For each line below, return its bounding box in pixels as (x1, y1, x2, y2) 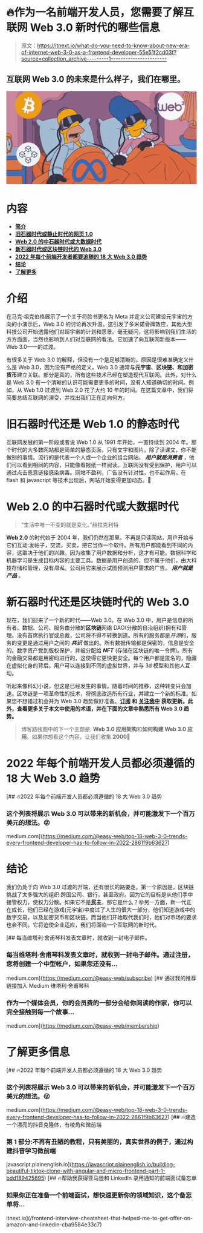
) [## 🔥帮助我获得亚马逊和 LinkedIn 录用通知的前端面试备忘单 (44, 1174, 197, 1182)
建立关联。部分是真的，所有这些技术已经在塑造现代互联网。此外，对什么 (17, 371, 197, 378)
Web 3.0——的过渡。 (6, 343, 59, 351)
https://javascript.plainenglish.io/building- (71, 1161, 176, 1168)
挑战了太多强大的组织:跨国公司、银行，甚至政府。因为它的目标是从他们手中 (6, 891, 193, 898)
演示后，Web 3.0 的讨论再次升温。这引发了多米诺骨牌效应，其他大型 (22, 320, 193, 328)
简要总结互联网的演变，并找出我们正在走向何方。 (6, 394, 128, 402)
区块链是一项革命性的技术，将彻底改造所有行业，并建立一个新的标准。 (16, 690, 192, 697)
